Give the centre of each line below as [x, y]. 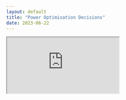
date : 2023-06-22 [28, 23]
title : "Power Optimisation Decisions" [56, 17]
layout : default [26, 12]
